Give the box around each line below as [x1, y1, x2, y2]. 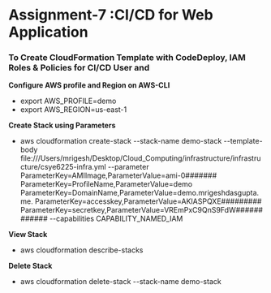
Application [8, 23, 88, 41]
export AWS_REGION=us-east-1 [19, 105, 127, 114]
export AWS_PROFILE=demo [19, 96, 117, 106]
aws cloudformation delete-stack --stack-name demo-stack [19, 277, 222, 287]
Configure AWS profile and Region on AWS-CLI [8, 80, 170, 90]
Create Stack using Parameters [8, 120, 116, 131]
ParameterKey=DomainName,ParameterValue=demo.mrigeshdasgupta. [19, 188, 260, 198]
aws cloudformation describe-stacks [19, 245, 144, 255]
